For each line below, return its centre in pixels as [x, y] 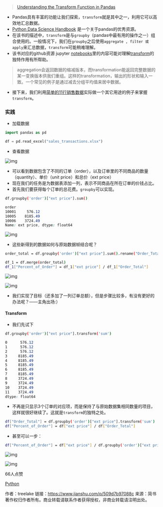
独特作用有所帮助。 [31, 59]
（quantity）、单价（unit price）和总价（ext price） [63, 177]
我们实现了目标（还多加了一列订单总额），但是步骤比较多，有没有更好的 [83, 295]
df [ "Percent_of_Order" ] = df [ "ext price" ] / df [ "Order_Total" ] [70, 426]
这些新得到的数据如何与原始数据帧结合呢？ [55, 245]
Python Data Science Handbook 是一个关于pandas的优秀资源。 [75, 29]
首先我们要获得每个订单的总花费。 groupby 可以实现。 [64, 189]
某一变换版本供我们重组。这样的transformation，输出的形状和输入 [83, 76]
